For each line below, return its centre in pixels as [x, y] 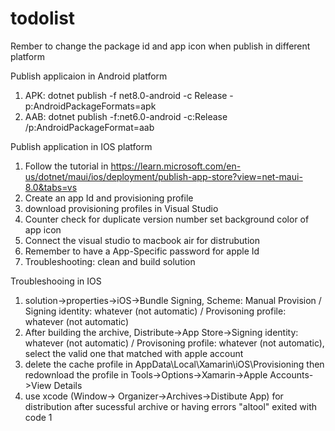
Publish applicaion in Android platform [89, 76]
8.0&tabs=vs [51, 187]
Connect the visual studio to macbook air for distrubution [142, 240]
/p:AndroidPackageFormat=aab [89, 127]
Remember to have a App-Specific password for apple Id [142, 251]
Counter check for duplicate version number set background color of [167, 219]
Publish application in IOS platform [81, 146]
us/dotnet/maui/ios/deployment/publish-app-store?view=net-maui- [163, 176]
